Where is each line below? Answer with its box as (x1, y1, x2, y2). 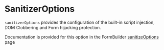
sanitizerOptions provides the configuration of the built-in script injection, (4, 19, 155, 25)
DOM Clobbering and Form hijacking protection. (4, 24, 101, 30)
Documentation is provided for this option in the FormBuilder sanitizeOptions (4, 34, 159, 40)
